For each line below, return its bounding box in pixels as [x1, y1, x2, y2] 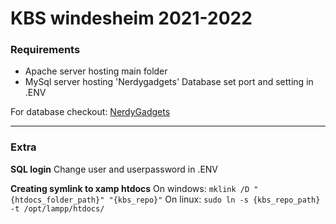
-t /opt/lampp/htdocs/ [10, 203, 105, 214]
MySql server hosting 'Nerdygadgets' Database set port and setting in [24, 76, 314, 88]
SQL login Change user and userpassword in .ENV [10, 163, 219, 175]
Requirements [10, 43, 81, 57]
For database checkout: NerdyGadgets [10, 106, 171, 118]
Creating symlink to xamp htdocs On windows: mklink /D [10, 182, 250, 194]
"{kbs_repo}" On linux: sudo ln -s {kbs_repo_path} [108, 193, 321, 205]
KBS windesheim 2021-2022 [10, 7, 253, 30]
